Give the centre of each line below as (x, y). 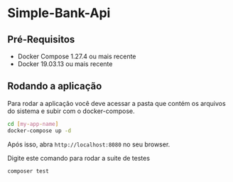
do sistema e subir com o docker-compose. (71, 111)
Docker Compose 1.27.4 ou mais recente (77, 56)
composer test (28, 171)
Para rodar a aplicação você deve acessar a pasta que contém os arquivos (116, 103)
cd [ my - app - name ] (33, 124)
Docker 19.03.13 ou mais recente (65, 64)
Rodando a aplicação (55, 86)
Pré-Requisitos (41, 39)
